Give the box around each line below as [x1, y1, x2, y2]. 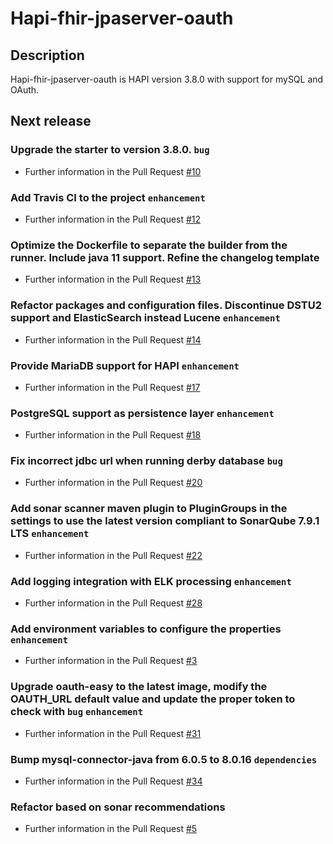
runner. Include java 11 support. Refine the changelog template [10, 250, 320, 264]
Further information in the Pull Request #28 [24, 597, 203, 609]
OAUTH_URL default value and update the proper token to [10, 692, 296, 706]
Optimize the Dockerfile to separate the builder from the [10, 238, 288, 252]
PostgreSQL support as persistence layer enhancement [10, 406, 275, 420]
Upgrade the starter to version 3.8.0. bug [10, 143, 210, 157]
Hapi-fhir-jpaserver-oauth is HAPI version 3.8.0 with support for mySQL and [10, 73, 324, 85]
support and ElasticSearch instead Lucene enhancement [10, 311, 281, 325]
